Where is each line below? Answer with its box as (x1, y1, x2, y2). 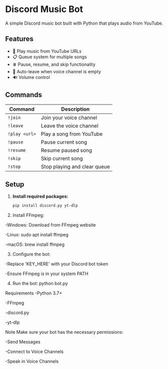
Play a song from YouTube (41, 130, 103, 137)
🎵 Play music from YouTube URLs (12, 48, 82, 54)
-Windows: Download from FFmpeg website (5, 222, 96, 228)
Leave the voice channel (41, 122, 99, 129)
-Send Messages (5, 339, 41, 345)
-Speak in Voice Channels (5, 358, 59, 364)
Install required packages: (12, 194, 69, 200)
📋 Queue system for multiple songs (12, 54, 87, 60)
